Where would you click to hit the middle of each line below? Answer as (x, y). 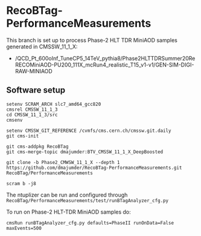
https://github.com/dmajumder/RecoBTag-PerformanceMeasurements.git (94, 168)
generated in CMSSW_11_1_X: (42, 47)
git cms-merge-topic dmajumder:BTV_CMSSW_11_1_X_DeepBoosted (85, 152)
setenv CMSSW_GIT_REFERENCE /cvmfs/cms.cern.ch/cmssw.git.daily (89, 131)
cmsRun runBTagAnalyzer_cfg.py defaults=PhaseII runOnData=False (90, 223)
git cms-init (23, 136)
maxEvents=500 (24, 228)
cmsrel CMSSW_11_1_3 (32, 110)
